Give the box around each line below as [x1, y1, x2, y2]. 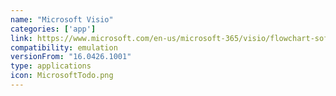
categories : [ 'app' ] [10, 24, 97, 34]
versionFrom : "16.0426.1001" [10, 52, 132, 62]
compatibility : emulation [10, 42, 118, 53]
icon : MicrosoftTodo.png [10, 71, 114, 81]
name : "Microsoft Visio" [10, 14, 114, 25]
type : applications [10, 61, 92, 71]
